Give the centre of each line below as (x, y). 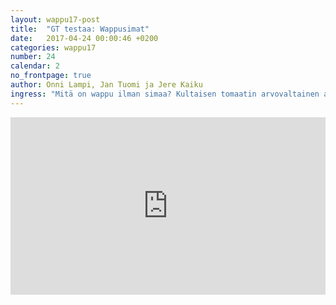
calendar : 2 (35, 66)
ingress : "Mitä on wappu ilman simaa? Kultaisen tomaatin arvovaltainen (165, 94)
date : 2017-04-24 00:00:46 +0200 (84, 38)
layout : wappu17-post (55, 19)
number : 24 (33, 57)
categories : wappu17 (53, 47)
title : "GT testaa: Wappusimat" (80, 29)
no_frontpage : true (51, 76)
